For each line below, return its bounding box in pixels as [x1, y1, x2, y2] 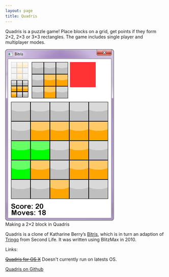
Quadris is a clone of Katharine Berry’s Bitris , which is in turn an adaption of [5, 231, 164, 237]
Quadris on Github [5, 266, 44, 272]
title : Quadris [5, 13, 38, 19]
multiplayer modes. [5, 39, 46, 45]
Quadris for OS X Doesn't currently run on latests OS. [5, 256, 117, 262]
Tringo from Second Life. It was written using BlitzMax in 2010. [5, 236, 136, 242]
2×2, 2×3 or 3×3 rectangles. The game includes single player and [5, 34, 144, 40]
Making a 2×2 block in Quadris [5, 221, 70, 227]
